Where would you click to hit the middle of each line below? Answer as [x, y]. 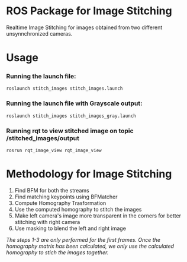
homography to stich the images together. [57, 252]
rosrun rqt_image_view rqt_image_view [54, 151]
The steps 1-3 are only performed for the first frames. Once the [83, 239]
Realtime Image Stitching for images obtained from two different [84, 27]
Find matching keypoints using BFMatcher [66, 197]
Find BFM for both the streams [52, 190]
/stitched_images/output [43, 138]
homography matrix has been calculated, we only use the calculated [90, 246]
